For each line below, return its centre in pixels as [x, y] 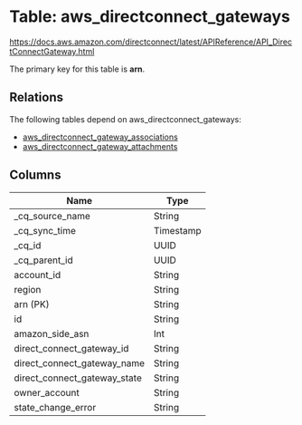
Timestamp [177, 230]
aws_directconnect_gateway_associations [100, 137]
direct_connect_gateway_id [71, 348]
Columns [35, 175]
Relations [37, 97]
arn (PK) [32, 304]
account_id [38, 275]
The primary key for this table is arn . [77, 69]
